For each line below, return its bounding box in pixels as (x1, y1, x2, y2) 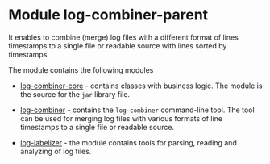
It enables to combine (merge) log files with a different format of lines (8, 32, 239, 42)
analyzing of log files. (19, 146, 92, 156)
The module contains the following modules (8, 65, 154, 74)
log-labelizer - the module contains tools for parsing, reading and (19, 137, 238, 147)
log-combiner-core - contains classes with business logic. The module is (19, 81, 263, 90)
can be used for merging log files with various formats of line (19, 113, 223, 123)
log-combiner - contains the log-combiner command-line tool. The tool (19, 105, 255, 115)
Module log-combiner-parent (8, 6, 209, 24)
